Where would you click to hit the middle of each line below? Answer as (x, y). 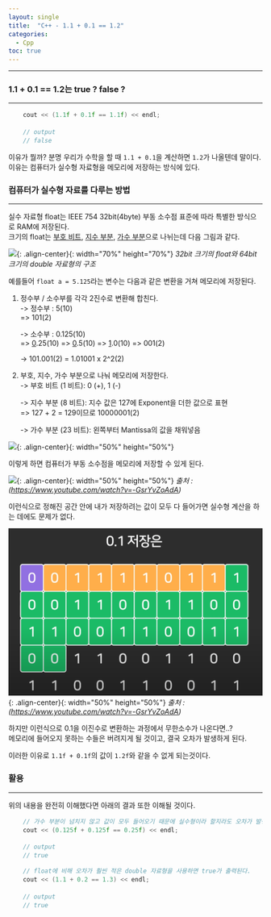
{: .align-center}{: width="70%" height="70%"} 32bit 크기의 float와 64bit (137, 254)
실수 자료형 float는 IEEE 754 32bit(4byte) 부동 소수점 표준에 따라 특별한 (122, 217)
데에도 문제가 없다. (46, 517)
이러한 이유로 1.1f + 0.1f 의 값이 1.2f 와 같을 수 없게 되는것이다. (110, 756)
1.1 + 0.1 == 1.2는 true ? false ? (67, 90)
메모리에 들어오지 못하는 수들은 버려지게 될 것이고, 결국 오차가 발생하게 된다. (128, 739)
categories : (28, 34)
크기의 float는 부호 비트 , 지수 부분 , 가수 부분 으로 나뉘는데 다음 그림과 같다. (124, 237)
